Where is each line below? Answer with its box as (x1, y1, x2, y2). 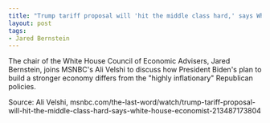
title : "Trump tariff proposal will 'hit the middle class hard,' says (8, 11, 253, 20)
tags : (8, 27, 27, 35)
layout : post (8, 19, 52, 27)
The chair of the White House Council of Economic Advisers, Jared (8, 56, 231, 66)
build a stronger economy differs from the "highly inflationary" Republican (8, 73, 253, 83)
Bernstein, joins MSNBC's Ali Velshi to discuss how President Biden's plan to (8, 65, 262, 75)
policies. (8, 82, 36, 92)
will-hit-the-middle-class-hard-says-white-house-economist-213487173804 (8, 106, 261, 116)
